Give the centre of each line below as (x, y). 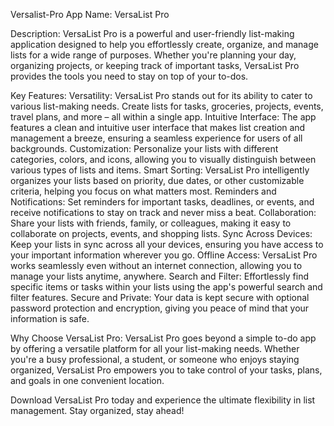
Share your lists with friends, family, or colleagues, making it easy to (151, 223)
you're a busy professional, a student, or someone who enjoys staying (155, 359)
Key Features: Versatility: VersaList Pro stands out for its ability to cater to (161, 95)
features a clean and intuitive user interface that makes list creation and (158, 127)
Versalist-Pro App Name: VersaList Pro (90, 14)
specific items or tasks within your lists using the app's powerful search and (166, 287)
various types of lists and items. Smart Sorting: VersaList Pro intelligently (160, 170)
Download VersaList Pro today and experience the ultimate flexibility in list (163, 400)
